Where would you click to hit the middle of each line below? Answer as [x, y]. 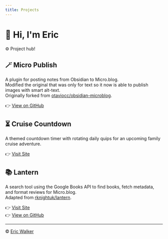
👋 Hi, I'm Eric [32, 34]
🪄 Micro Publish [31, 65]
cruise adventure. [23, 144]
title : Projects [22, 10]
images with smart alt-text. [33, 90]
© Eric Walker [19, 231]
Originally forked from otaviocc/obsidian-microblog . [59, 95]
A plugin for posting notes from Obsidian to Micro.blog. [62, 80]
